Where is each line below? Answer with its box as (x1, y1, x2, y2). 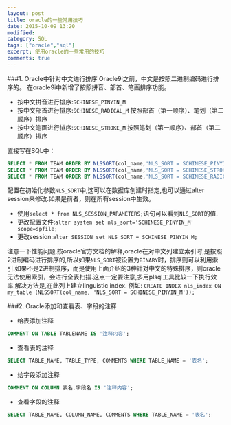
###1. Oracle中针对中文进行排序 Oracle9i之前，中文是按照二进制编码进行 (7, 74, 214, 82)
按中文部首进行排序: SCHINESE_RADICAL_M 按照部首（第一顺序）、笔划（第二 (16, 106, 224, 114)
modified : (7, 29, 36, 36)
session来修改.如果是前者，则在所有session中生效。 (7, 195, 155, 203)
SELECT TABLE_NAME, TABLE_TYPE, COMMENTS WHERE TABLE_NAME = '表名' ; (7, 358, 208, 365)
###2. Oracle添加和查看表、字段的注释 (7, 302, 117, 310)
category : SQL (7, 36, 48, 43)
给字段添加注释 (16, 371, 60, 379)
